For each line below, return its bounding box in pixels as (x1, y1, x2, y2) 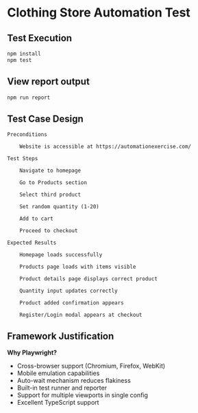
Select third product (19, 191, 81, 199)
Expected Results (7, 239, 57, 247)
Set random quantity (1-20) (19, 203, 99, 210)
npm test (7, 56, 32, 63)
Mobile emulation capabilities (16, 369, 100, 377)
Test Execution (7, 32, 73, 44)
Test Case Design (7, 113, 84, 124)
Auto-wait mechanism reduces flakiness (16, 377, 132, 385)
